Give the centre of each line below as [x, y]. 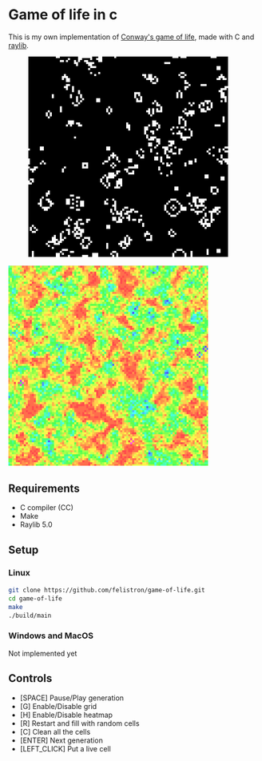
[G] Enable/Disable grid [58, 706]
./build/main [30, 616]
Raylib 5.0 [36, 524]
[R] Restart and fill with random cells [79, 723]
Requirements [44, 488]
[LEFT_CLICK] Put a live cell [65, 748]
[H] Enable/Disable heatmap [66, 715]
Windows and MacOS [51, 635]
